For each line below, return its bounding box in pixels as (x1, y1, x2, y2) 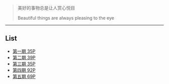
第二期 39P (12, 54, 36, 60)
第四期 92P (12, 67, 36, 73)
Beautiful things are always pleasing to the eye (17, 15, 115, 21)
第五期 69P (12, 73, 36, 79)
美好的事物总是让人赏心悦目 (17, 5, 75, 11)
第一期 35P (12, 48, 36, 54)
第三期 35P (12, 60, 36, 67)
